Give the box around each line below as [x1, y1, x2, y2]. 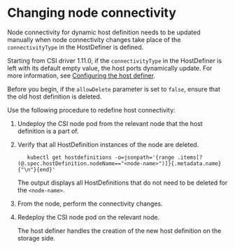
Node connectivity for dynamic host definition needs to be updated [7, 28, 201, 36]
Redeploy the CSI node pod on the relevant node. [17, 213, 159, 221]
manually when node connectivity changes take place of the [7, 35, 181, 43]
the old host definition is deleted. [7, 92, 102, 101]
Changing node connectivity [7, 5, 177, 21]
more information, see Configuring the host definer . [7, 71, 156, 80]
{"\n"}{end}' [17, 166, 56, 173]
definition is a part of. [17, 127, 79, 135]
